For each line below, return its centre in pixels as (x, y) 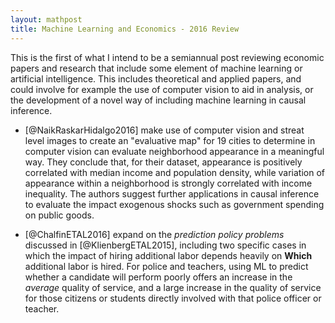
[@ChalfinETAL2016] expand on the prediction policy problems (154, 234)
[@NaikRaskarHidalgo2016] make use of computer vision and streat (164, 130)
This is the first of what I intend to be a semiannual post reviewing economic (167, 57)
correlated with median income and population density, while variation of (175, 172)
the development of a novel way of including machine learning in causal (158, 100)
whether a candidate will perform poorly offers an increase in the (158, 277)
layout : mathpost (46, 19)
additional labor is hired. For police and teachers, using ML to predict (166, 266)
